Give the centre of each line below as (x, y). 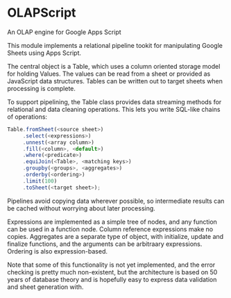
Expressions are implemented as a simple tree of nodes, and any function (112, 222)
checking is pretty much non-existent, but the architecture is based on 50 (112, 272)
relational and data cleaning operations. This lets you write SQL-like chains (114, 109)
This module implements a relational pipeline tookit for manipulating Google (115, 45)
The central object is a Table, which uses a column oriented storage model (114, 66)
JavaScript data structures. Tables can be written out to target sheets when (115, 81)
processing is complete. (42, 88)
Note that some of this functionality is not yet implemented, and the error (111, 265)
